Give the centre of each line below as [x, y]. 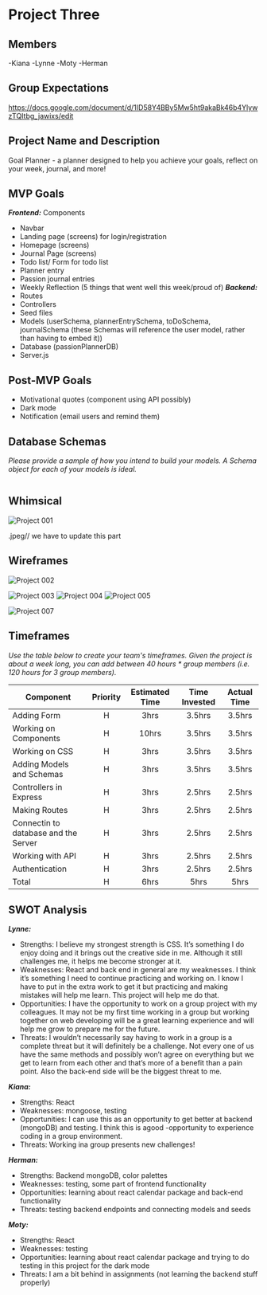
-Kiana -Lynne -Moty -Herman [58, 63]
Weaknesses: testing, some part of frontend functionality [113, 1184]
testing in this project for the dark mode [85, 1266]
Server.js [34, 355]
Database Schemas [58, 441]
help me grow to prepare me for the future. [90, 1029]
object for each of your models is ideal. [73, 469]
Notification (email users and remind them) [90, 417]
